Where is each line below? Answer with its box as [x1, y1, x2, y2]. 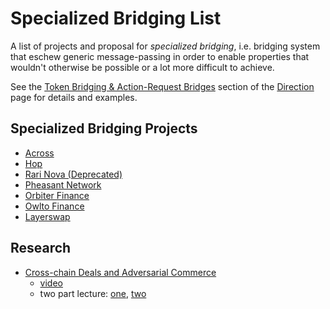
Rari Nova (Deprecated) [24, 168, 123, 180]
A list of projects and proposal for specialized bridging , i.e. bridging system [10, 40, 321, 52]
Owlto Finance [24, 200, 85, 212]
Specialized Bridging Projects [10, 120, 198, 137]
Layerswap [24, 210, 71, 222]
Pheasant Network [24, 178, 102, 191]
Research [10, 240, 72, 257]
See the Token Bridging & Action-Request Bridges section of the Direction [10, 80, 315, 92]
